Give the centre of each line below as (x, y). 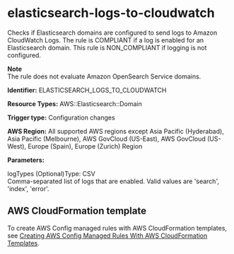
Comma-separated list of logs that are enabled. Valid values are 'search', (113, 181)
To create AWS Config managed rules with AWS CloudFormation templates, (117, 228)
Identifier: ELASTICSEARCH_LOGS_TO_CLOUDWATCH (87, 90)
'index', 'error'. (28, 188)
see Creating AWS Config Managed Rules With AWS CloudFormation (107, 236)
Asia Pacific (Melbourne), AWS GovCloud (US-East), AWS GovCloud (107, 139)
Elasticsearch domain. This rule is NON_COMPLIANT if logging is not (107, 47)
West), (17, 146)
